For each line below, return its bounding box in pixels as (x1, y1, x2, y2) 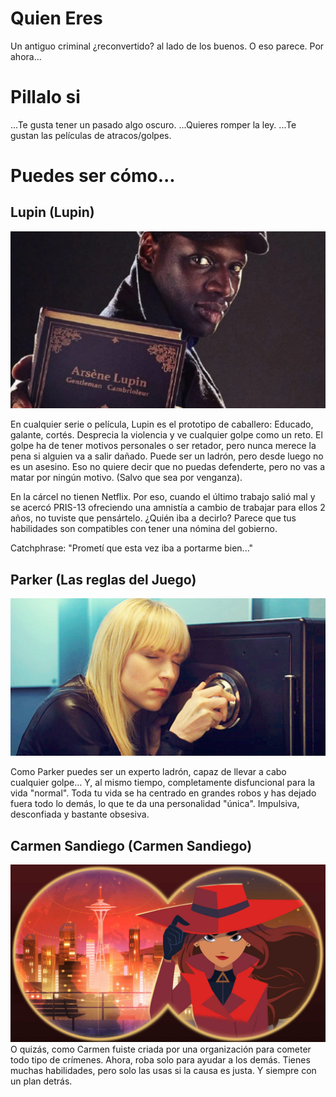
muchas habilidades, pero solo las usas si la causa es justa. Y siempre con (10, 1064, 317, 1076)
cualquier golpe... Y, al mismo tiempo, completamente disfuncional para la (10, 777, 316, 789)
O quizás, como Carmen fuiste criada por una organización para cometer (10, 1043, 312, 1055)
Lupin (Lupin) (10, 204, 95, 221)
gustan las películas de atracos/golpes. (10, 129, 172, 141)
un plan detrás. (10, 1075, 73, 1087)
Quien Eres (10, 7, 103, 30)
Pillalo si (10, 86, 81, 109)
